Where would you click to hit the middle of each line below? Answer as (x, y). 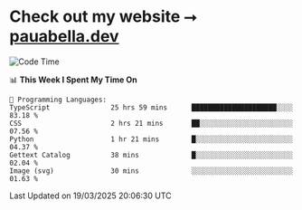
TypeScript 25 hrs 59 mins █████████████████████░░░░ (151, 107)
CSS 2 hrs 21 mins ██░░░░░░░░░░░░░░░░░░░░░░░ (151, 123)
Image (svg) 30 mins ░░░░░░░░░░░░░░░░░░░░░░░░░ (151, 171)
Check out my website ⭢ (103, 17)
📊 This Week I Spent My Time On (73, 80)
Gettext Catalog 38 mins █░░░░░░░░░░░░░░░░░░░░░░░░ (151, 155)
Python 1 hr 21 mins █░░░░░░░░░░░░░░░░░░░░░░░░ (151, 139)
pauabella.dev (64, 37)
